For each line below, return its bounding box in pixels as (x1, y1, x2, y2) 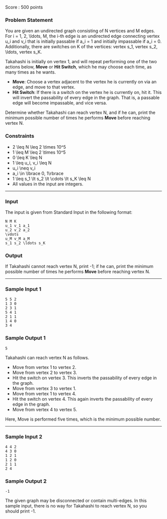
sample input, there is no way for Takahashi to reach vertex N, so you (5, 503, 147, 509)
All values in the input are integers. (12, 181, 83, 187)
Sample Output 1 (5, 335, 46, 342)
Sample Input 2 (5, 433, 42, 440)
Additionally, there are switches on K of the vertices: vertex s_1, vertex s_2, (5, 44, 158, 50)
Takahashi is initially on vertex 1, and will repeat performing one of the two (5, 59, 157, 65)
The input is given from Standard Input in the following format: (5, 209, 133, 215)
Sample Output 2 (5, 478, 47, 484)
